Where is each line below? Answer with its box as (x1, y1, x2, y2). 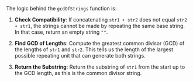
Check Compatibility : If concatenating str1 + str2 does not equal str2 (14, 16, 187, 23)
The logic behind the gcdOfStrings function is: (6, 5, 117, 12)
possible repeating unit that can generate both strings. (14, 52, 146, 59)
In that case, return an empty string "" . (14, 28, 108, 35)
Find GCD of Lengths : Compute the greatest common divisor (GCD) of (14, 40, 185, 47)
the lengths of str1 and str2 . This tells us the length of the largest (14, 46, 174, 53)
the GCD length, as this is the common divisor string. (14, 70, 142, 76)
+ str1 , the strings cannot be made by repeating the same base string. (14, 23, 185, 29)
